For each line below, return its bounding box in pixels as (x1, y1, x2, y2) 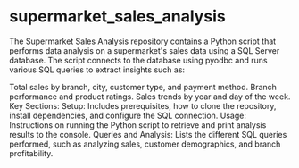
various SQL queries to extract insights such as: (9, 64, 186, 75)
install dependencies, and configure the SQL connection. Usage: (9, 110, 247, 121)
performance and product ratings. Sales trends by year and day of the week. (9, 91, 291, 102)
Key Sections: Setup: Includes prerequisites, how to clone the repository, (9, 100, 277, 111)
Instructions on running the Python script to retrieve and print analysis (9, 119, 267, 130)
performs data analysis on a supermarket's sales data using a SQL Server (9, 45, 280, 55)
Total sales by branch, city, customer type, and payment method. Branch (9, 81, 277, 92)
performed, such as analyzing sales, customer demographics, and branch (9, 139, 281, 149)
